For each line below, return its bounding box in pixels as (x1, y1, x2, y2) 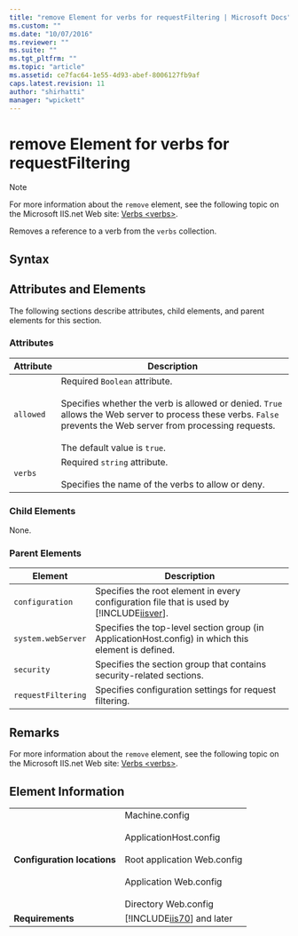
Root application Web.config (124, 853, 243, 866)
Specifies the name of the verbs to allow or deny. (60, 478, 265, 490)
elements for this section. (9, 314, 102, 325)
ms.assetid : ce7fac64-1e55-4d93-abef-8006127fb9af (9, 71, 200, 80)
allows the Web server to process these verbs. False (60, 408, 279, 420)
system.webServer (13, 634, 87, 644)
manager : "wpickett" (9, 95, 86, 105)
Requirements (13, 912, 74, 924)
